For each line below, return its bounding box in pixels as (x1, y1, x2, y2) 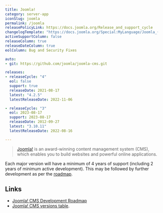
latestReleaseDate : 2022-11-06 (9, 97, 73, 102)
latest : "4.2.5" (9, 92, 42, 97)
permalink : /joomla (5, 20, 45, 26)
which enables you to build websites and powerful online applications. (16, 151, 158, 157)
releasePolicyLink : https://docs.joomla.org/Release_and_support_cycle (5, 25, 153, 30)
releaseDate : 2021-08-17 (9, 88, 60, 93)
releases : (5, 70, 25, 75)
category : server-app (5, 12, 49, 17)
